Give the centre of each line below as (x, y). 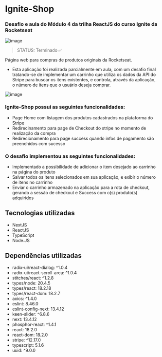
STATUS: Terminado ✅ (39, 50)
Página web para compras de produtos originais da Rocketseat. (69, 60)
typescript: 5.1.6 (28, 345)
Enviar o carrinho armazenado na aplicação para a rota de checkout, (81, 188)
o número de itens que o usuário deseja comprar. (61, 85)
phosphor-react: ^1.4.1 (34, 324)
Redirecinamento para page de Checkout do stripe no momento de (79, 128)
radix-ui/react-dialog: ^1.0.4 (40, 267)
